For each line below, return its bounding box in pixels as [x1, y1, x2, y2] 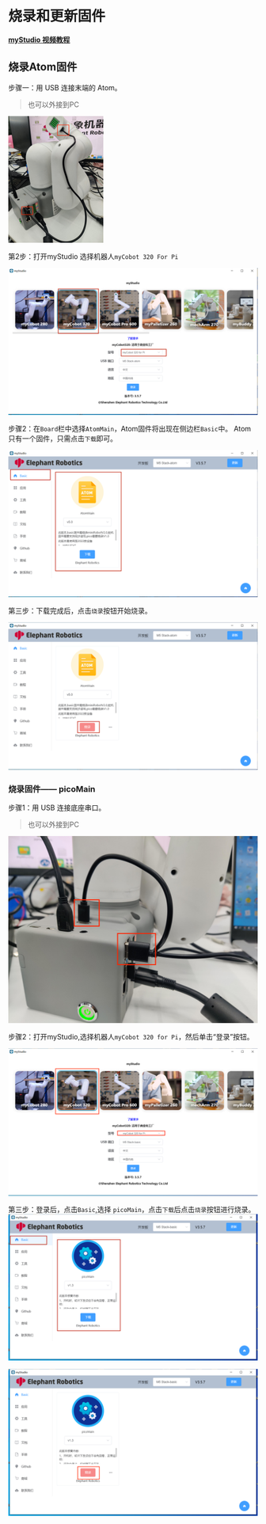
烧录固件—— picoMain [8, 783, 96, 794]
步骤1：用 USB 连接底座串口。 [8, 803, 106, 812]
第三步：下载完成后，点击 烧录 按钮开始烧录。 [8, 606, 152, 616]
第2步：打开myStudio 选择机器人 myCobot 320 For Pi [8, 251, 179, 261]
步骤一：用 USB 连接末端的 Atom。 [8, 82, 122, 92]
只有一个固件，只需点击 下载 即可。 [8, 434, 117, 443]
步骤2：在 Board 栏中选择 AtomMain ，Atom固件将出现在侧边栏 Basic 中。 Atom [8, 424, 252, 434]
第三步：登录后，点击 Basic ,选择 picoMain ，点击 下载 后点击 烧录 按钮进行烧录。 [8, 1205, 256, 1214]
